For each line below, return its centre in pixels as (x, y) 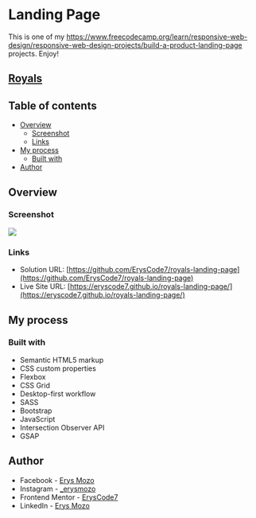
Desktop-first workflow (58, 393)
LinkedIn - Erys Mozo (54, 505)
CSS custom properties (58, 368)
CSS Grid (35, 385)
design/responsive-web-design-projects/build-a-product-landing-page (125, 45)
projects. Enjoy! (34, 53)
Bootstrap (36, 411)
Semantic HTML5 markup (62, 360)
